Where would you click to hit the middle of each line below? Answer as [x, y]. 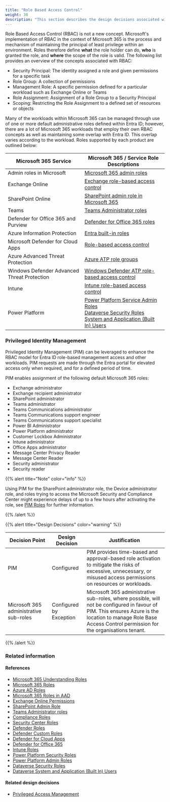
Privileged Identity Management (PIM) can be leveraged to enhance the [80, 352]
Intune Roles [26, 749]
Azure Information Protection [42, 233]
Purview [17, 225]
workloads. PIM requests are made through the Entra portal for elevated [80, 363]
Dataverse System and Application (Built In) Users [65, 771]
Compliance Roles [31, 717]
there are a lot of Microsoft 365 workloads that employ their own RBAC [79, 129]
